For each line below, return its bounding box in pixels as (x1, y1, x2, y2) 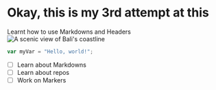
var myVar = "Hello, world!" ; (7, 48, 94, 55)
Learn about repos (16, 68, 70, 76)
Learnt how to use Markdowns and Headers (7, 27, 132, 36)
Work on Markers (16, 76, 67, 84)
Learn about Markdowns (16, 60, 87, 69)
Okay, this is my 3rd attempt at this (7, 5, 209, 21)
